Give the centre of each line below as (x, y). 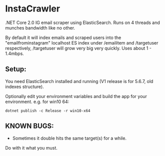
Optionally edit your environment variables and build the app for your (76, 96)
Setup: (16, 69)
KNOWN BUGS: (29, 126)
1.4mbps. (14, 53)
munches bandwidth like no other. (40, 27)
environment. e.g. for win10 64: (37, 101)
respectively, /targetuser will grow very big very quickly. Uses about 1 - (78, 48)
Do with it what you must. (31, 147)
